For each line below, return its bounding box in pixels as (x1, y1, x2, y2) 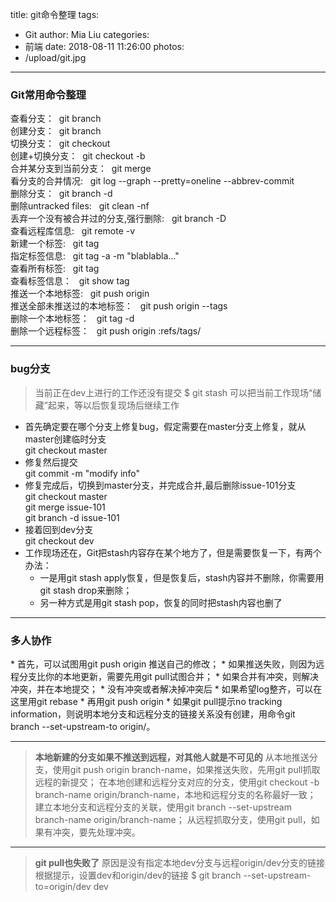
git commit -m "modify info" (24, 467, 141, 479)
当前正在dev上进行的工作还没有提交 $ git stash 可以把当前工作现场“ (34, 386, 313, 398)
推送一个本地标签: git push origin (10, 288, 150, 300)
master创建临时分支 (24, 433, 107, 445)
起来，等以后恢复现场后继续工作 (47, 399, 180, 411)
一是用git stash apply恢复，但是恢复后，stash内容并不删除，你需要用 (39, 571, 325, 583)
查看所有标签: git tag (10, 263, 100, 275)
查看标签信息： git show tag (10, 275, 130, 287)
